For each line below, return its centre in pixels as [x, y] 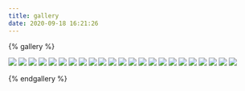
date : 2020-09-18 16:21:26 [53, 23]
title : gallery [34, 16]
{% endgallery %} [38, 78]
